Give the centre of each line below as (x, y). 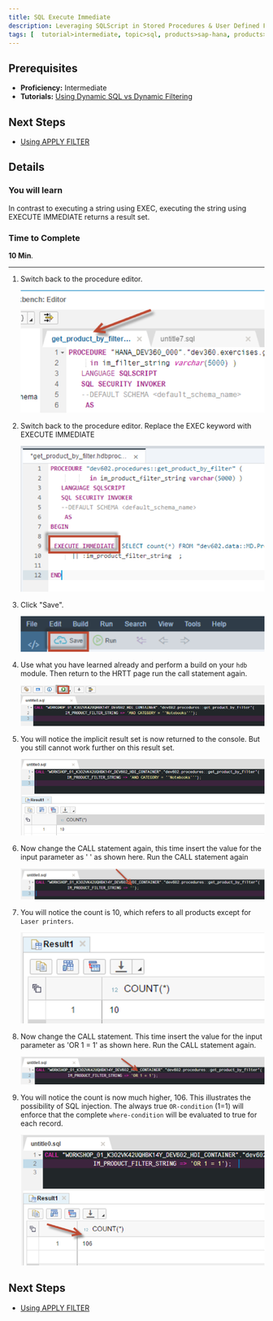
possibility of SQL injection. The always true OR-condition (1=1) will (132, 1106)
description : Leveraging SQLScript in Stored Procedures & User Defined (134, 26)
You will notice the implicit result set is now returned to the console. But (140, 739)
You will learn (36, 190)
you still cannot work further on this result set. (97, 748)
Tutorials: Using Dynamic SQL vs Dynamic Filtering (106, 97)
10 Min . (21, 255)
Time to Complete (44, 238)
